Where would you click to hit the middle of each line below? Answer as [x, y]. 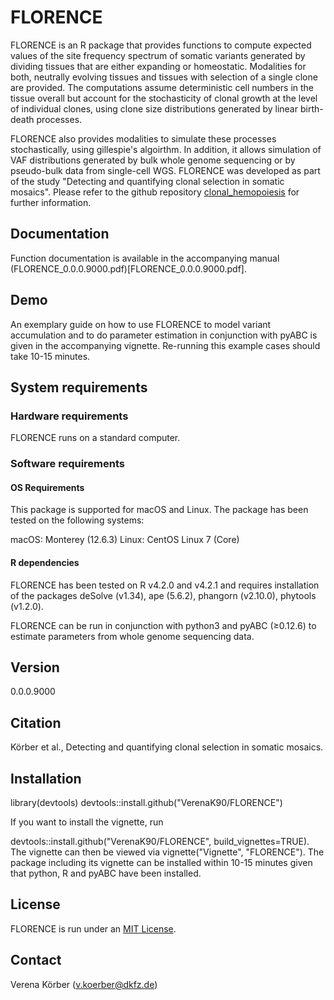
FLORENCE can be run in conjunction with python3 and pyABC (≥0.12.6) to [163, 625]
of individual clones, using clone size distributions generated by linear [154, 108]
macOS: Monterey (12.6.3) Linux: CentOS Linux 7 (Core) [125, 540]
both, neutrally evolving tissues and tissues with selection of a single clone [164, 77]
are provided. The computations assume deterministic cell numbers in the [162, 87]
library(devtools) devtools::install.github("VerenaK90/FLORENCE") [146, 803]
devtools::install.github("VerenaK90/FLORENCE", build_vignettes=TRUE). [160, 842]
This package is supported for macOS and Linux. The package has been [159, 510]
